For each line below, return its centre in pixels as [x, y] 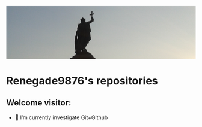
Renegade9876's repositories [82, 81]
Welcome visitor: [39, 103]
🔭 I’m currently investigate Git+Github [61, 117]
